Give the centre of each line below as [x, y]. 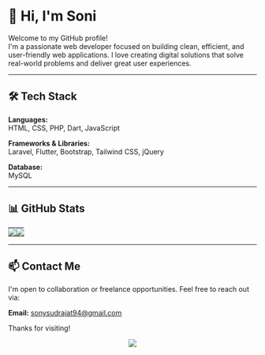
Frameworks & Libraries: [49, 143]
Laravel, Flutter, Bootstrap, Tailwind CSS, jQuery [86, 151]
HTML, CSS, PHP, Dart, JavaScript [64, 128]
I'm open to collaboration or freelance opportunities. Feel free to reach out [129, 289]
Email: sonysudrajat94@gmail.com [65, 313]
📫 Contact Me [45, 266]
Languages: [28, 119]
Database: [26, 167]
